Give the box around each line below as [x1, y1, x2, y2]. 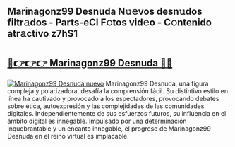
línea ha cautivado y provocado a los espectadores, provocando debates [7, 95, 219, 102]
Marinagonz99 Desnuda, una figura [105, 79, 209, 88]
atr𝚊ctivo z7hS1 [7, 28, 78, 40]
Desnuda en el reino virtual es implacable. [7, 132, 129, 140]
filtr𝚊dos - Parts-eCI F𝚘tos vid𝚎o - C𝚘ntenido [7, 17, 212, 29]
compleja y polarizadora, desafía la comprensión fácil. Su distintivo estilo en [7, 87, 229, 95]
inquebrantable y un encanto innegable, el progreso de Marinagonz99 [7, 124, 212, 133]
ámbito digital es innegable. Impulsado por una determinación [7, 117, 187, 125]
